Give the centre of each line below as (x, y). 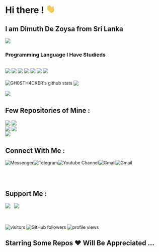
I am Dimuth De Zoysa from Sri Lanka (64, 29)
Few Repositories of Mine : (48, 110)
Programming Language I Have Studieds (55, 55)
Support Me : (26, 194)
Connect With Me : (35, 151)
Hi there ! (25, 10)
